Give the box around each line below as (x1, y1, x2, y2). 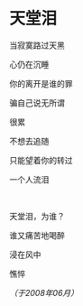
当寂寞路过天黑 (9, 40, 65, 51)
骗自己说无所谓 (9, 97, 65, 108)
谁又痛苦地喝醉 (9, 229, 65, 240)
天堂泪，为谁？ (9, 210, 65, 221)
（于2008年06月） (9, 287, 79, 298)
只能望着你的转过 (9, 154, 73, 165)
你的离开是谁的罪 (9, 78, 73, 88)
